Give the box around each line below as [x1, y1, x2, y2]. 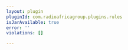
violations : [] [6, 30, 44, 36]
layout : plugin [6, 8, 44, 15]
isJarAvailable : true [6, 19, 60, 25]
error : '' [6, 24, 31, 31]
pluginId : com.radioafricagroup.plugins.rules [6, 14, 123, 20]
